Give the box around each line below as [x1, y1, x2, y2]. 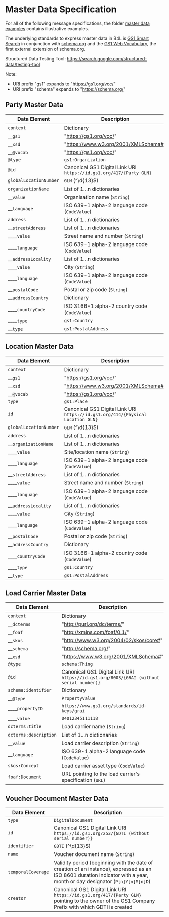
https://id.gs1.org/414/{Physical [64, 412, 147, 417]
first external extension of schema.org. [5, 46, 86, 52]
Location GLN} [64, 417, 98, 422]
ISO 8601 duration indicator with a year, [53, 872, 149, 879]
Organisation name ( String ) [64, 193, 130, 200]
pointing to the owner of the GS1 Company [53, 897, 155, 904]
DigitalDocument [53, 818, 93, 823]
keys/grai [61, 708, 86, 714]
